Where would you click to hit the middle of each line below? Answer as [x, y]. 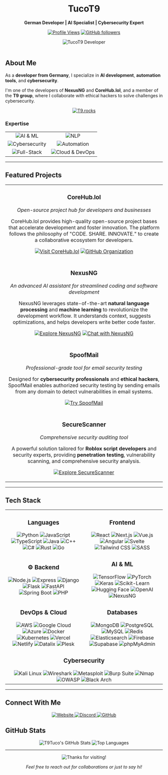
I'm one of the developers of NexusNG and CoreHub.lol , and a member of [82, 90]
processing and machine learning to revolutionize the [84, 310]
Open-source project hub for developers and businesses [84, 210]
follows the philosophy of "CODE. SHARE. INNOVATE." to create [84, 233]
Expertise [17, 123]
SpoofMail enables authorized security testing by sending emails [84, 385]
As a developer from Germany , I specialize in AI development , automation [83, 75]
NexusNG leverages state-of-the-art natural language [84, 303]
